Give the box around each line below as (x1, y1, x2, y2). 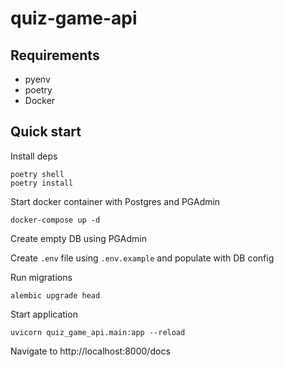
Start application (10, 308, 78, 320)
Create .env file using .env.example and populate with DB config (10, 252, 275, 264)
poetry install (10, 178, 74, 188)
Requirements (10, 47, 100, 64)
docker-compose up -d (10, 215, 101, 225)
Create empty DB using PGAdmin (10, 232, 147, 244)
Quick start (10, 123, 82, 141)
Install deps (10, 150, 58, 162)
